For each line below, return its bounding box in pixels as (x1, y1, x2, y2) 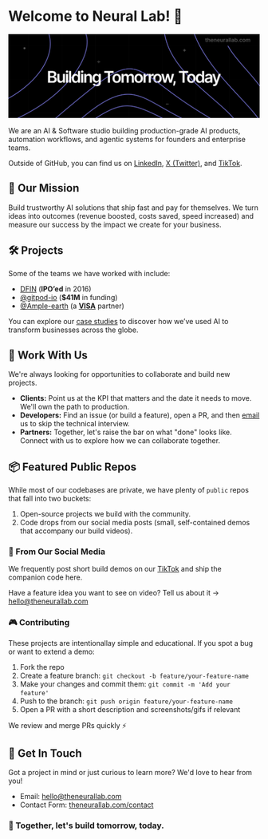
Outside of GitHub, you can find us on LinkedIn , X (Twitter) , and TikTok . (8, 158, 242, 168)
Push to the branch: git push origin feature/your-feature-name (19, 696, 234, 706)
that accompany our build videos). (19, 526, 133, 536)
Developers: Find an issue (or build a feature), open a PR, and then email (19, 410, 260, 420)
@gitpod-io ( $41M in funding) (19, 293, 118, 303)
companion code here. (8, 572, 83, 582)
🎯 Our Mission (8, 181, 80, 195)
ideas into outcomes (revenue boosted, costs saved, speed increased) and (8, 211, 254, 220)
